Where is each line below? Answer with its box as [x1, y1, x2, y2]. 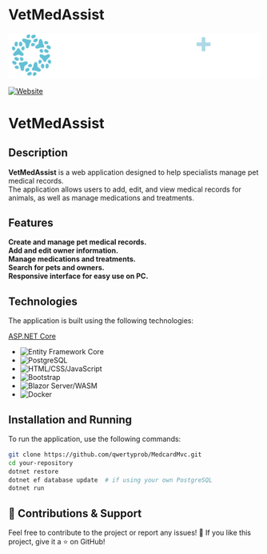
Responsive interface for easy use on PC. [8, 271, 149, 281]
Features [8, 216, 54, 229]
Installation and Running [8, 413, 133, 427]
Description [8, 146, 68, 160]
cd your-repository [8, 459, 74, 467]
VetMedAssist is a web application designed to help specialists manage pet [8, 167, 259, 177]
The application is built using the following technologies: [8, 316, 194, 326]
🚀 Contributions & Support [8, 507, 142, 520]
